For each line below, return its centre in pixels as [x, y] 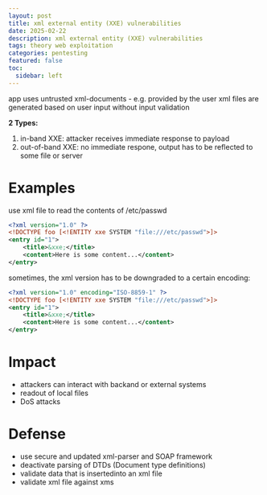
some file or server [51, 155]
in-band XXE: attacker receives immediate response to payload [125, 138]
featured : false [35, 61]
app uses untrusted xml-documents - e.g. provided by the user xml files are [133, 98]
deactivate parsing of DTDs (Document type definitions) [113, 464]
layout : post [30, 16]
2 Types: [23, 122]
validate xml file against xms [67, 482]
